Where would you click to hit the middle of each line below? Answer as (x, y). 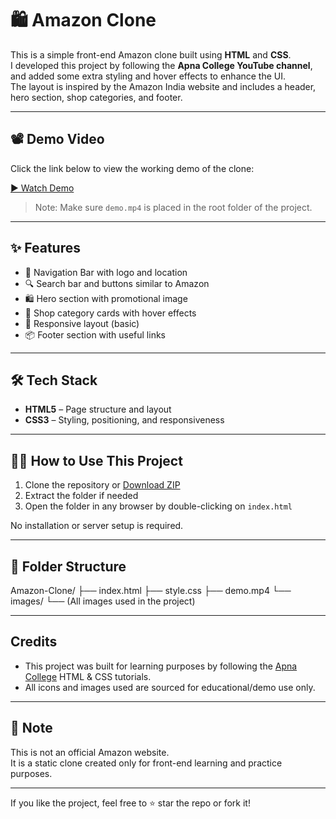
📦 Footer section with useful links (95, 334)
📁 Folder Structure (68, 566)
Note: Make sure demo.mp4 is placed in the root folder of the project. (173, 207)
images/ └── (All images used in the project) (103, 601)
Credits (34, 642)
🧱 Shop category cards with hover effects (110, 313)
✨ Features (45, 248)
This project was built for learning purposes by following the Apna (161, 666)
